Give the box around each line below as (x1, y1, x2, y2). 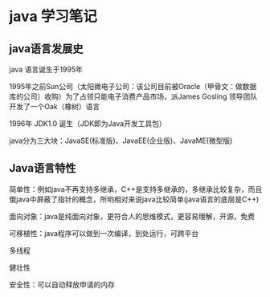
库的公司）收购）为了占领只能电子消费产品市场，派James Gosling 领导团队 (9, 92, 258, 101)
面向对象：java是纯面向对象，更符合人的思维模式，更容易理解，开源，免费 (9, 211, 256, 221)
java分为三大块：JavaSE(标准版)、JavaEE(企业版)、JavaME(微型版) (9, 136, 233, 145)
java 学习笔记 (9, 7, 97, 26)
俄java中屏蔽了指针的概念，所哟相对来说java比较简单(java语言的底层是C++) (9, 194, 260, 204)
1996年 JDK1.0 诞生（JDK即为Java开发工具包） (9, 119, 167, 128)
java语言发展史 (9, 42, 84, 55)
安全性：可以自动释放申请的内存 (9, 279, 115, 289)
